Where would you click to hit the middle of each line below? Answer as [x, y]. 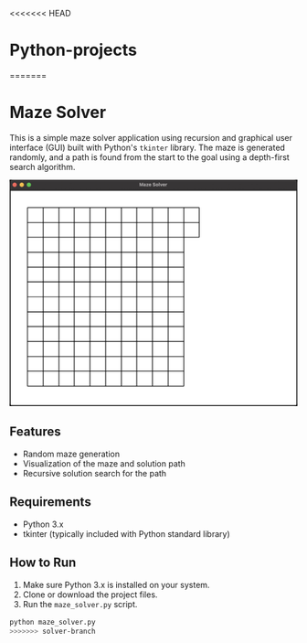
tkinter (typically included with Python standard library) [126, 533]
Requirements [50, 502]
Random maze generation [71, 454]
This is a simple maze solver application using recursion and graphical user [151, 137]
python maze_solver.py [53, 622]
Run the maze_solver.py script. [80, 604]
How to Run [43, 563]
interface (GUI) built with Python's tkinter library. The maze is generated [148, 147]
